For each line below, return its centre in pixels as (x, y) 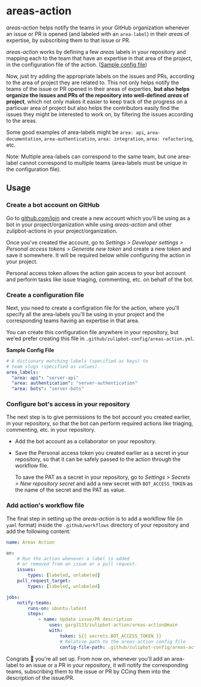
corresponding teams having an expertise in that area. (73, 320)
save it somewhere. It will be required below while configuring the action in (98, 255)
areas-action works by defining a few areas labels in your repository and (96, 51)
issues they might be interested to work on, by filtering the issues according (100, 114)
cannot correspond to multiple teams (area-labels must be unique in (103, 163)
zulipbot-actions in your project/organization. (62, 231)
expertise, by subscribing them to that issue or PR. (68, 40)
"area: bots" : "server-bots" (48, 389)
